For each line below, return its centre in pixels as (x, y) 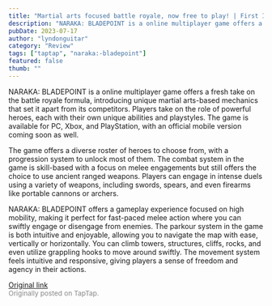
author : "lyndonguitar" (49, 38)
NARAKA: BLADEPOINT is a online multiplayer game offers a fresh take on (132, 91)
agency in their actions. (47, 269)
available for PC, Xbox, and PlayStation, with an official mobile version (125, 125)
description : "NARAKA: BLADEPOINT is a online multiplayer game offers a (136, 23)
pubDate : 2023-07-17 (43, 31)
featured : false (36, 62)
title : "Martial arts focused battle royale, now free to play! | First (134, 16)
